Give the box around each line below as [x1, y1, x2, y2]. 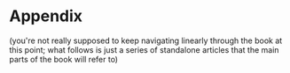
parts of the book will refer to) [9, 54, 118, 64]
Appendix [9, 6, 82, 26]
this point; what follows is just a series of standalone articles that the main [9, 44, 279, 55]
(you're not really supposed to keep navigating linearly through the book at [9, 35, 283, 46]
